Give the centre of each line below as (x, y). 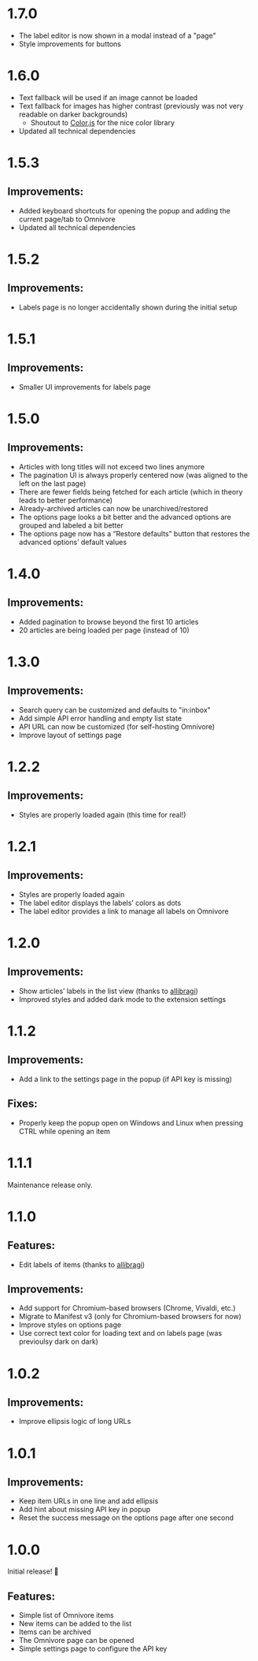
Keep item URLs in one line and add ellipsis (88, 1501)
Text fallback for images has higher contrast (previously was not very (131, 106)
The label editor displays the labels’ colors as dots (100, 903)
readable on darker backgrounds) (73, 114)
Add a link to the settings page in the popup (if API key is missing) (125, 1079)
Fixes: (23, 1104)
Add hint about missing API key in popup (85, 1510)
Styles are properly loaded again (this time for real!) (102, 814)
